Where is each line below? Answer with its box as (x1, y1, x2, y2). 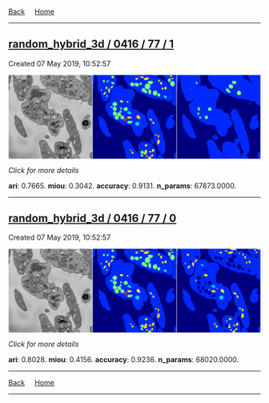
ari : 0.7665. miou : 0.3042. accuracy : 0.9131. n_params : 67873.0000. (8, 180, 237, 191)
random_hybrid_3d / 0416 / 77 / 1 (8, 38, 175, 51)
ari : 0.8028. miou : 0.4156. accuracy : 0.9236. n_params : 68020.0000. (8, 355, 239, 365)
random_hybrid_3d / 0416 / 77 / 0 (8, 212, 177, 225)
